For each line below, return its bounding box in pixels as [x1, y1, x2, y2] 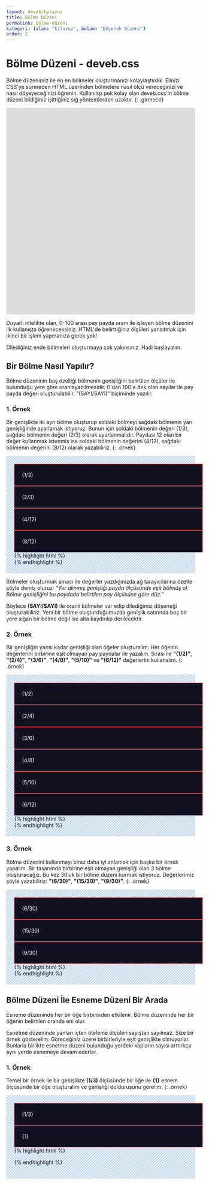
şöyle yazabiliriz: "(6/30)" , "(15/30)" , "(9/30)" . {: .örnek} [6, 877, 150, 885]
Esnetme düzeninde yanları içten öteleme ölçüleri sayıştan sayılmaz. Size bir [6, 1029, 194, 1036]
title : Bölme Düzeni [6, 14, 58, 20]
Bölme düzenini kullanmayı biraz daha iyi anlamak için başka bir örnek [6, 858, 178, 865]
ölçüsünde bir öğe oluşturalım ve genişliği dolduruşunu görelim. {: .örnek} [6, 1083, 187, 1090]
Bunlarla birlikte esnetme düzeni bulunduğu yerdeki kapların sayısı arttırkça [6, 1041, 192, 1049]
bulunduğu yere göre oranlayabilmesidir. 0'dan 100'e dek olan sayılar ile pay [6, 383, 193, 390]
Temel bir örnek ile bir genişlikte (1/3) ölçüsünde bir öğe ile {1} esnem [6, 1076, 178, 1084]
